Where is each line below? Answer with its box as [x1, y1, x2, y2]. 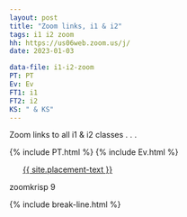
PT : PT [9, 71, 34, 81]
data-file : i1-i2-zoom [9, 63, 94, 72]
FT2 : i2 [9, 96, 39, 105]
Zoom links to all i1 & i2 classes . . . [9, 130, 138, 140]
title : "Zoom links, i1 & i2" [9, 22, 123, 31]
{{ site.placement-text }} [22, 164, 113, 176]
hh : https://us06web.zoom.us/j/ [9, 38, 130, 48]
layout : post [9, 13, 58, 23]
